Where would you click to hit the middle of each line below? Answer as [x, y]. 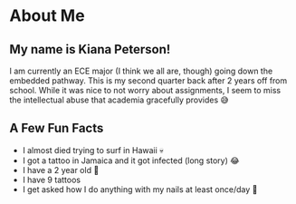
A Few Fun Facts [57, 128]
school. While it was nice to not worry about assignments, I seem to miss [145, 90]
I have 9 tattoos [52, 180]
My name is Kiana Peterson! [90, 49]
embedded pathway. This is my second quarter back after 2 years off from [148, 81]
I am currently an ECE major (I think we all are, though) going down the [141, 71]
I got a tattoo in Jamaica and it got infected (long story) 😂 [131, 160]
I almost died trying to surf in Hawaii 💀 [93, 150]
